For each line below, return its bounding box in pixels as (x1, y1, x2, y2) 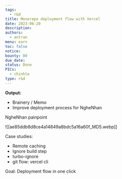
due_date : (5, 58, 26, 63)
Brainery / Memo (12, 99, 47, 105)
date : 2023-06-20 (5, 21, 41, 26)
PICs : (5, 67, 16, 72)
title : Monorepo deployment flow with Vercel (5, 16, 100, 21)
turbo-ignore (12, 153, 39, 159)
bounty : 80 (5, 53, 28, 58)
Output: (5, 89, 21, 95)
